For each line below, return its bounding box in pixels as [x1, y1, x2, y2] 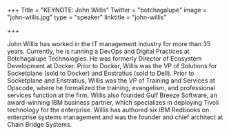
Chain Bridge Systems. [7, 121, 72, 128]
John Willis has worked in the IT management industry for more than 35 [7, 40, 211, 48]
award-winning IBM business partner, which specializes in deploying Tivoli [7, 98, 219, 106]
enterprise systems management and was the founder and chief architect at [7, 113, 223, 121]
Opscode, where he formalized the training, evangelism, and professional [7, 84, 216, 92]
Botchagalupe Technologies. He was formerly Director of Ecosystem [7, 54, 202, 63]
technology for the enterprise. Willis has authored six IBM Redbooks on [7, 106, 210, 114]
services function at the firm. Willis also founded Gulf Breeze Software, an [7, 91, 218, 99]
